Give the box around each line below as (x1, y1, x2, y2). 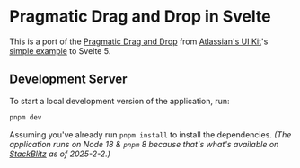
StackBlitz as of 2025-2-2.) (9, 148, 110, 159)
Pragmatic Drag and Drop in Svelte (9, 6, 271, 27)
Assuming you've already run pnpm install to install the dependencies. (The (9, 128, 292, 140)
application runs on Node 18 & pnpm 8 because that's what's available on (9, 138, 279, 149)
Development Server (9, 72, 128, 87)
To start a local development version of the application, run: (9, 95, 231, 106)
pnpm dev (9, 112, 42, 122)
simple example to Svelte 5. (9, 45, 111, 56)
